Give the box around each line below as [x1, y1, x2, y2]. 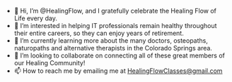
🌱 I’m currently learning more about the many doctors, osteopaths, [13, 36, 209, 45]
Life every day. [13, 14, 58, 22]
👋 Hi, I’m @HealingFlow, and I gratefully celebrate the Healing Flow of [13, 7, 217, 15]
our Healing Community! [13, 59, 86, 67]
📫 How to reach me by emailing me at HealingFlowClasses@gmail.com [13, 67, 223, 75]
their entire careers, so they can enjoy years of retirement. [13, 29, 184, 37]
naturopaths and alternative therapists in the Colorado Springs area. [13, 44, 212, 52]
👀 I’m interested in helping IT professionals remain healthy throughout [13, 22, 217, 29]
